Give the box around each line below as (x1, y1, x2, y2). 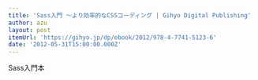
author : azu (8, 19, 47, 27)
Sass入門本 (8, 64, 45, 73)
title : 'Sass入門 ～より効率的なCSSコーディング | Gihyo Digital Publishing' (8, 11, 252, 20)
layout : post (8, 26, 51, 34)
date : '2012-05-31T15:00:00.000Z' (8, 41, 122, 49)
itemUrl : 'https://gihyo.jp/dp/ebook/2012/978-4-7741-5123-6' (8, 33, 217, 42)
